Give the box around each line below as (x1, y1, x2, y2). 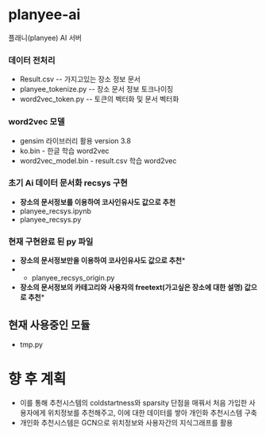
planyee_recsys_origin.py (31, 273, 115, 283)
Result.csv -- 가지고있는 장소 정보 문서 (19, 74, 141, 84)
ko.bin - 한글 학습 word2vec (19, 146, 110, 155)
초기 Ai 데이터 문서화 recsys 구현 (8, 178, 129, 189)
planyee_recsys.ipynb (19, 206, 91, 216)
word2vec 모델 (8, 116, 65, 127)
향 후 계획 (8, 370, 67, 388)
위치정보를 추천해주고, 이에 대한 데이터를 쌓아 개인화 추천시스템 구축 (47, 408, 258, 417)
